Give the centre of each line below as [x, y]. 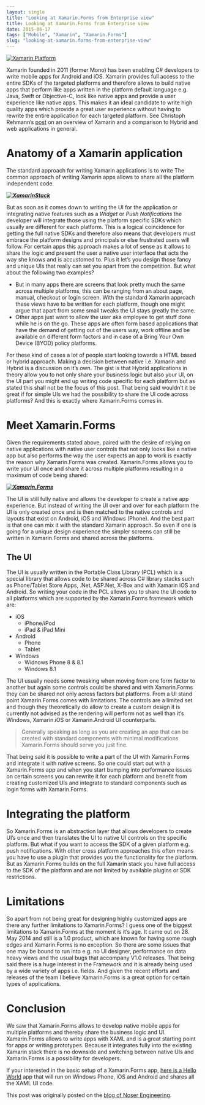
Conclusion [36, 1008]
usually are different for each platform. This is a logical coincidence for [95, 227]
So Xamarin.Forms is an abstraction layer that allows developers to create [99, 831]
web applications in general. [42, 129]
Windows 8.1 [40, 669]
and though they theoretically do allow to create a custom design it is [93, 707]
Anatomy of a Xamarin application [95, 153]
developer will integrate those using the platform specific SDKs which [94, 220]
